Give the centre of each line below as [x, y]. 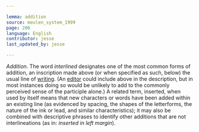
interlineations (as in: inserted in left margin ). [61, 123]
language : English [29, 33]
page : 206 [18, 28]
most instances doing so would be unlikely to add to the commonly [88, 85]
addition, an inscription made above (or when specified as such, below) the [98, 73]
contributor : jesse [30, 39]
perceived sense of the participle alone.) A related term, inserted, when [94, 91]
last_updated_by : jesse [36, 44]
